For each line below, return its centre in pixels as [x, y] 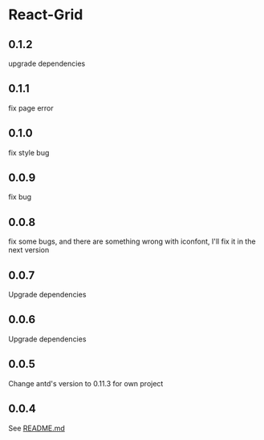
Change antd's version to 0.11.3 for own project [86, 383]
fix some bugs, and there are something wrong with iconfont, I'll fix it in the [132, 241]
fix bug [20, 197]
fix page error [31, 108]
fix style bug [29, 152]
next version [29, 250]
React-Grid [46, 15]
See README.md [37, 428]
